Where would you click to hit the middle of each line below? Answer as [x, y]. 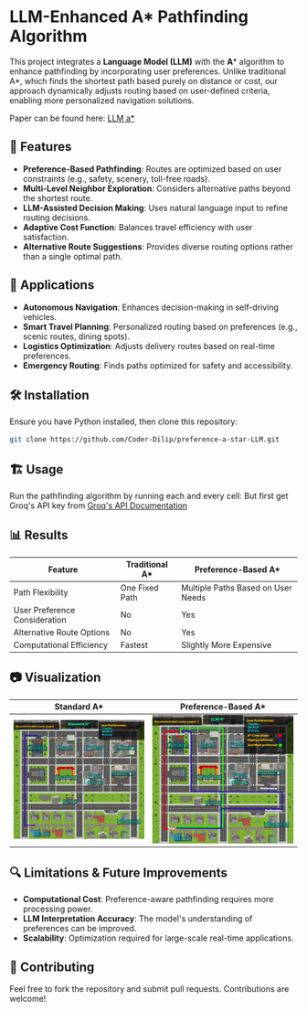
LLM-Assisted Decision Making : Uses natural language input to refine [155, 208]
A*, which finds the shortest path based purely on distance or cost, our [144, 80]
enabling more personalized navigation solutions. [102, 100]
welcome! [28, 999]
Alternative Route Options [62, 633]
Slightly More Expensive [227, 645]
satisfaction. [46, 237]
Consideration [40, 620]
